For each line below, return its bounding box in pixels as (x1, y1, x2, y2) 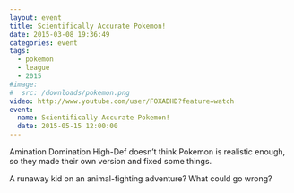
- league (17, 64, 50, 73)
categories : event (9, 38, 78, 48)
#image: (9, 80, 39, 89)
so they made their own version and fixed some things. (9, 156, 212, 166)
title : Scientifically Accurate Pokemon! (9, 22, 167, 31)
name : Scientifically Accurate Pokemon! (17, 113, 170, 122)
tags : (9, 47, 30, 56)
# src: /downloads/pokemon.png (9, 88, 130, 97)
